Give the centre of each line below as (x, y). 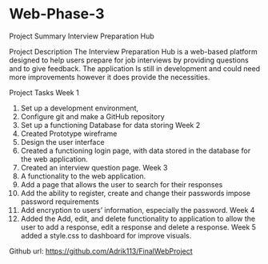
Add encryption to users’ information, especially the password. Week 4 (138, 210)
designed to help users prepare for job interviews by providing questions (129, 60)
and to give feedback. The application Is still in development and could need (135, 68)
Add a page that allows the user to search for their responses (122, 184)
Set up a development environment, (80, 108)
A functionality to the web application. (83, 176)
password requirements (60, 202)
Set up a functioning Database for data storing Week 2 (110, 125)
